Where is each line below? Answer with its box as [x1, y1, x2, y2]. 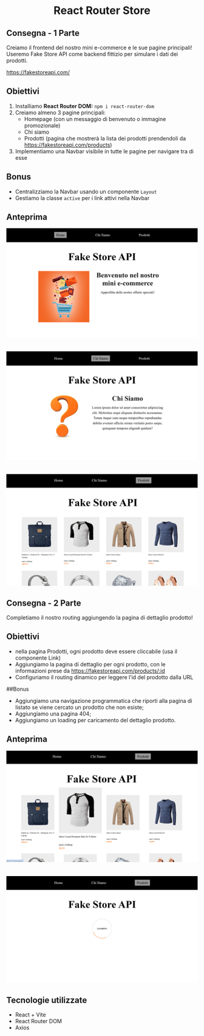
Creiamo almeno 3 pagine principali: [15, 109, 106, 116]
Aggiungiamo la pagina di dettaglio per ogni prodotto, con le [15, 660, 166, 668]
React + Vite [15, 1011, 47, 1018]
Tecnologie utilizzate [6, 995, 87, 1005]
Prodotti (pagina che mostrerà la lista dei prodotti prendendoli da [24, 134, 186, 142]
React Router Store [53, 4, 151, 18]
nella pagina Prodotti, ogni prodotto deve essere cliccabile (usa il [15, 647, 178, 655]
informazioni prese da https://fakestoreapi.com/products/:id [15, 667, 165, 674]
